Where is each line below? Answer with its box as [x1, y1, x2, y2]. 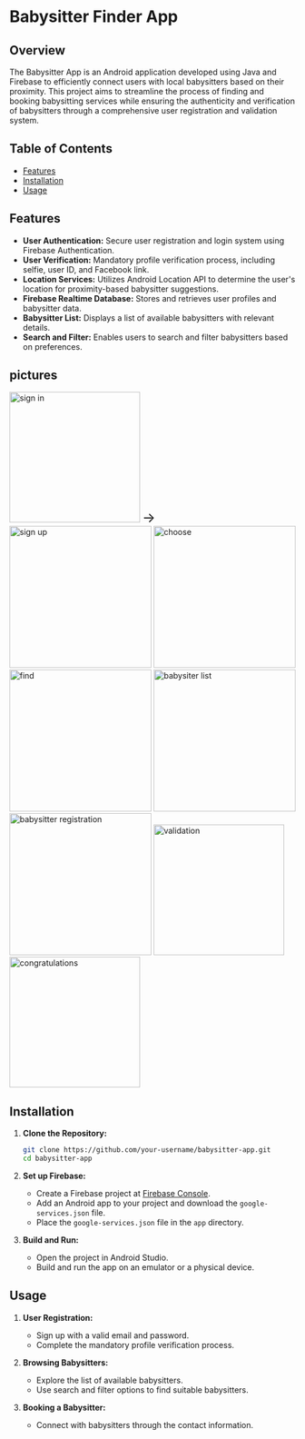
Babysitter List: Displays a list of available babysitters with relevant [22, 312, 275, 323]
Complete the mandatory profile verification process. [35, 1339, 234, 1350]
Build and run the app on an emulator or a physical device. [35, 1262, 255, 1273]
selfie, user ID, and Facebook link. [22, 263, 150, 274]
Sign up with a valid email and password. [35, 1329, 190, 1341]
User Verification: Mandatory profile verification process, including [22, 254, 275, 265]
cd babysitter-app [22, 1154, 93, 1164]
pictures [9, 368, 58, 383]
